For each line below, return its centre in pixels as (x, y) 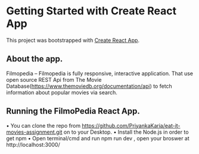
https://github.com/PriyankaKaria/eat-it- (131, 125)
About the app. (35, 59)
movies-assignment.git (34, 132)
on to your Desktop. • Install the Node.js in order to (126, 132)
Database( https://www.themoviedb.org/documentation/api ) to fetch (89, 86)
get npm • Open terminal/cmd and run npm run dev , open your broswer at (98, 138)
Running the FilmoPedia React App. (73, 111)
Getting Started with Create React (91, 11)
